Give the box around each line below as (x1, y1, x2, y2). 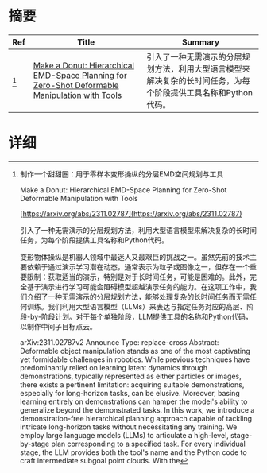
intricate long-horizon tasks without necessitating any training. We (19, 422, 238, 432)
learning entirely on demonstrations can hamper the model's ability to (19, 397, 248, 406)
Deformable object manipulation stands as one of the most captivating (19, 346, 250, 355)
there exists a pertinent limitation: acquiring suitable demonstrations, (19, 379, 245, 390)
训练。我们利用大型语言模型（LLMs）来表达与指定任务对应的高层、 (26, 301, 247, 311)
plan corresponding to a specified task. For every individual (51, 439, 246, 448)
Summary (181, 37, 220, 48)
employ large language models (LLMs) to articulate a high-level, (19, 430, 229, 440)
